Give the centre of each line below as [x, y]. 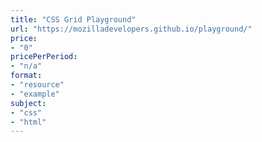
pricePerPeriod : [44, 57]
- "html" [28, 122]
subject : [28, 103]
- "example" [35, 94]
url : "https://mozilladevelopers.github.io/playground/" [131, 29]
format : [26, 76]
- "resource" [37, 85]
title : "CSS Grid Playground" [73, 19]
